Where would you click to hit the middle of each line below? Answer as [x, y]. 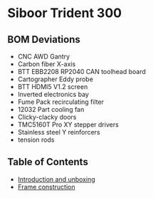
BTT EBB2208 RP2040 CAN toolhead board [81, 72]
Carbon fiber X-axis [47, 64]
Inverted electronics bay [53, 94]
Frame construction [46, 187]
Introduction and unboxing [56, 179]
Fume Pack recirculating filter [61, 102]
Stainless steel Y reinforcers [59, 132]
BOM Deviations [44, 40]
